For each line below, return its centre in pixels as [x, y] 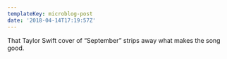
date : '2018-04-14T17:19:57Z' [52, 20]
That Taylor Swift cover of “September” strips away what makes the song [114, 40]
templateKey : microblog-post [50, 14]
